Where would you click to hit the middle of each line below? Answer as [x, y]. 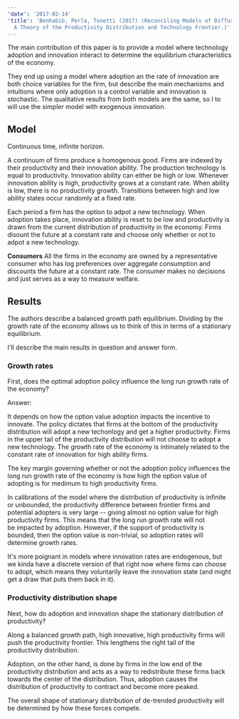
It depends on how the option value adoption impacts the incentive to [109, 417]
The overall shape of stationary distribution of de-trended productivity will [116, 700]
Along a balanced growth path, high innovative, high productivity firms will [116, 635]
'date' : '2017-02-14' [39, 14]
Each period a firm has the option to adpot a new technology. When [106, 212]
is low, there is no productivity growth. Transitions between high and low [113, 190]
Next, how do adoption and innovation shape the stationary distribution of [116, 613]
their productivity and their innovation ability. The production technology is [117, 168]
